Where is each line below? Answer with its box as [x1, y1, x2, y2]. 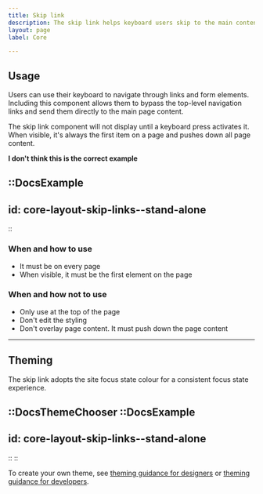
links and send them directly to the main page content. [8, 107, 184, 116]
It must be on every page [19, 261, 101, 271]
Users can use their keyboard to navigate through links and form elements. [8, 90, 250, 100]
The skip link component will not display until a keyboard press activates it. [8, 122, 250, 132]
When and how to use [8, 244, 92, 255]
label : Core [8, 33, 47, 42]
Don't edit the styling [19, 315, 88, 325]
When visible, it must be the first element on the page [19, 270, 193, 279]
